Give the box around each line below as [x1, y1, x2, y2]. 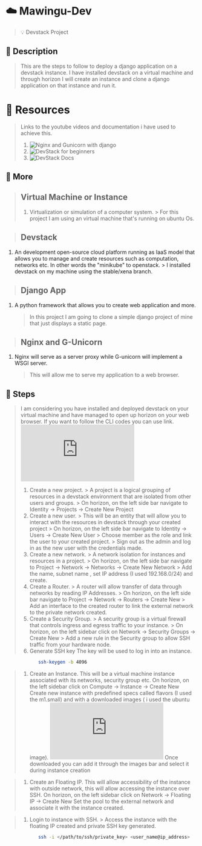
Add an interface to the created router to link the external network [29, 602, 194, 610]
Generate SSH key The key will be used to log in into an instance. [29, 647, 192, 654]
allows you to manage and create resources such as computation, [14, 255, 179, 262]
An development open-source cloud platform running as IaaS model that [14, 248, 195, 256]
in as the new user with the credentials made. [29, 544, 143, 551]
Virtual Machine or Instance [20, 192, 128, 202]
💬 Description [5, 46, 58, 57]
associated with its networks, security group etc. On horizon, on [29, 676, 190, 684]
